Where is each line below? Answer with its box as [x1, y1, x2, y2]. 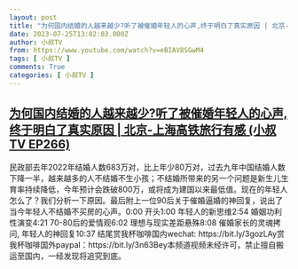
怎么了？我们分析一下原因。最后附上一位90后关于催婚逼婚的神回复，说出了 [9, 194, 284, 205]
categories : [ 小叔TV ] [9, 71, 95, 80]
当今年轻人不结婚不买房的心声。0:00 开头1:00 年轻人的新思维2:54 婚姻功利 [9, 206, 282, 217]
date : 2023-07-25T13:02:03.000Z [9, 29, 129, 38]
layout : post [9, 12, 58, 22]
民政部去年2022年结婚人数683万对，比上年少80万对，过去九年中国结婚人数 [9, 162, 286, 172]
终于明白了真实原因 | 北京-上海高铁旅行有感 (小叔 [9, 123, 277, 138]
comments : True [9, 63, 66, 72]
